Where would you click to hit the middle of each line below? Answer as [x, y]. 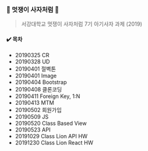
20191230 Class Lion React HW [54, 142]
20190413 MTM [35, 102]
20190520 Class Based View [51, 123]
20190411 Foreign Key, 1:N [48, 96]
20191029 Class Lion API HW [51, 136]
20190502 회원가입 [38, 110]
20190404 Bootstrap [41, 82]
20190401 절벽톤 [35, 69]
